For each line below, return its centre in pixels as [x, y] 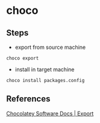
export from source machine [50, 47]
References [28, 99]
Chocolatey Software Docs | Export [50, 113]
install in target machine [45, 69]
